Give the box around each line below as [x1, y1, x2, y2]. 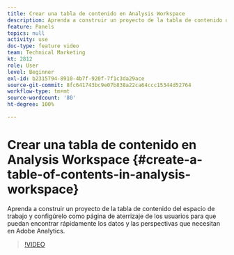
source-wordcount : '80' [7, 95, 77, 102]
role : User [7, 62, 39, 69]
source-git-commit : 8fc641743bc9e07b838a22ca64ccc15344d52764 [7, 82, 192, 88]
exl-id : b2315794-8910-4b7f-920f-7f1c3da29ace [7, 75, 145, 82]
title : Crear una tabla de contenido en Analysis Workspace [7, 10, 186, 17]
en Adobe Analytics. [7, 226, 65, 235]
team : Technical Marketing [7, 49, 86, 56]
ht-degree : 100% [7, 101, 54, 108]
